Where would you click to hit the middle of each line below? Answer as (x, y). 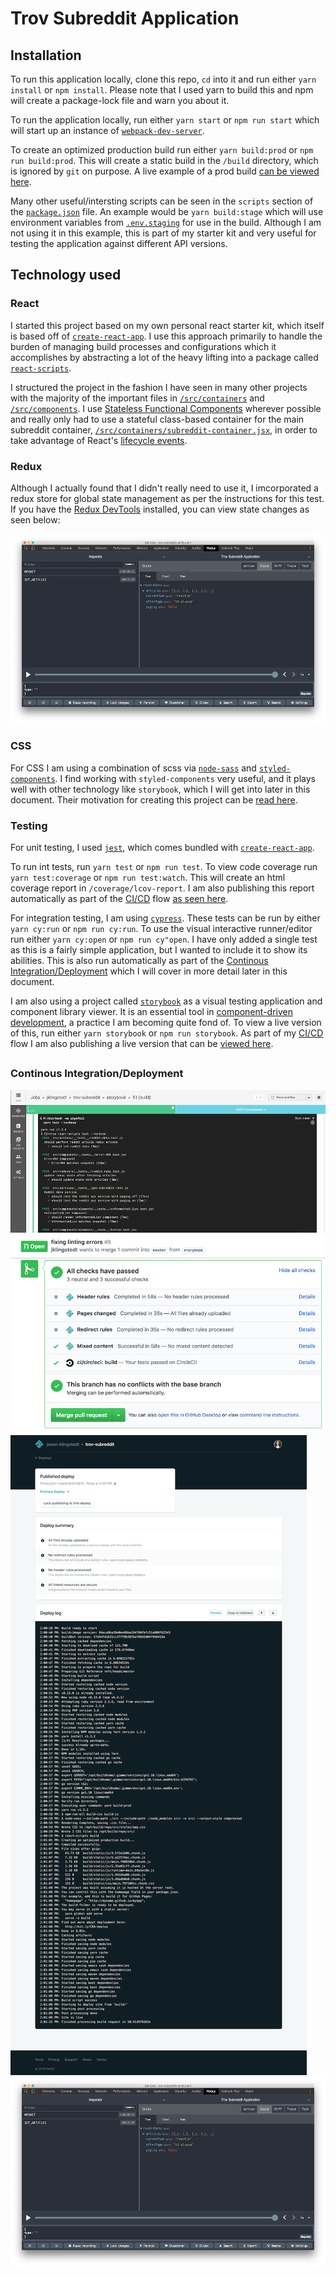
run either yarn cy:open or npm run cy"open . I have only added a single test (164, 939)
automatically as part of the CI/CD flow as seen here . (119, 898)
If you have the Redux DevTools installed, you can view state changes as (160, 509)
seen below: (35, 519)
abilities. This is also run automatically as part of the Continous (139, 960)
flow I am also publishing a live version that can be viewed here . (142, 1043)
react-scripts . (41, 368)
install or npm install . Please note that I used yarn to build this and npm (162, 90)
